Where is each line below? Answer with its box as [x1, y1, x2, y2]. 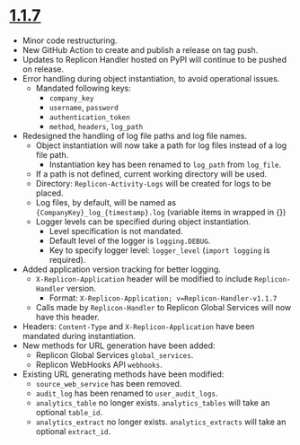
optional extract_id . [35, 425, 111, 436]
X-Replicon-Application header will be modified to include [35, 273, 253, 284]
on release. [22, 64, 65, 74]
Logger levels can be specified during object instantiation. [35, 216, 251, 227]
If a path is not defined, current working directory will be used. [35, 168, 268, 179]
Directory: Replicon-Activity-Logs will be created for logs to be [35, 178, 272, 188]
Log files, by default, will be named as [35, 196, 177, 207]
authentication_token [49, 113, 130, 122]
